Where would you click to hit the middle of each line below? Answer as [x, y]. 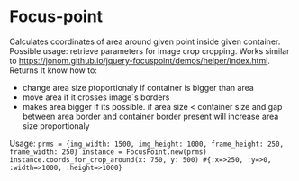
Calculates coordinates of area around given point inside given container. [145, 41]
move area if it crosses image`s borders [96, 97]
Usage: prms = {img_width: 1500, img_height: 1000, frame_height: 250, [147, 143]
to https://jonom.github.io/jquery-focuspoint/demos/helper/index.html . [140, 60]
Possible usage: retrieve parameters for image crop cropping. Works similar [149, 50]
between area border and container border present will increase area [150, 116]
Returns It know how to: [53, 70]
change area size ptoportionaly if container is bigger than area [138, 87]
